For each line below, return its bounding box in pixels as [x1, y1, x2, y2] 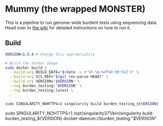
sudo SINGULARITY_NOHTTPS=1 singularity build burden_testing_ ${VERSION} [5, 101, 159, 106]
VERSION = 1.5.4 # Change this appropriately [5, 52, 95, 57]
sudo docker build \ [5, 65, 47, 70]
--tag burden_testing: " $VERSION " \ [9, 84, 82, 88]
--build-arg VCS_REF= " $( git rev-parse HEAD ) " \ [9, 74, 109, 79]
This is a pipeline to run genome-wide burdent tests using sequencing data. [5, 20, 158, 25]
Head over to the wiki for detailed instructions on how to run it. [5, 24, 131, 30]
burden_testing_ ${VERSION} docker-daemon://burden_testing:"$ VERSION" [5, 115, 157, 121]
